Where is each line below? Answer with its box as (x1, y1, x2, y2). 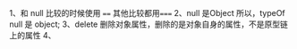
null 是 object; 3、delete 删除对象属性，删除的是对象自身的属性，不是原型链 (9, 19, 288, 29)
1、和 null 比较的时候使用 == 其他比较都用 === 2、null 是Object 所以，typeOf (9, 8, 286, 18)
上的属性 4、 (9, 30, 56, 40)
